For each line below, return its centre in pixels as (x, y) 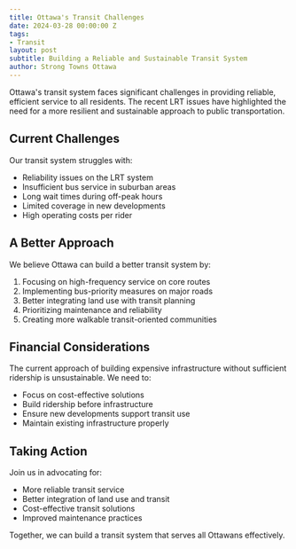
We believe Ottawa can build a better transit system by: (110, 264)
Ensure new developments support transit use (106, 414)
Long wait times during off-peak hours (92, 196)
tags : (19, 34)
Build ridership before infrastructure (87, 404)
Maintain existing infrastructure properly (96, 423)
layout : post (33, 51)
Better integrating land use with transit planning (109, 300)
